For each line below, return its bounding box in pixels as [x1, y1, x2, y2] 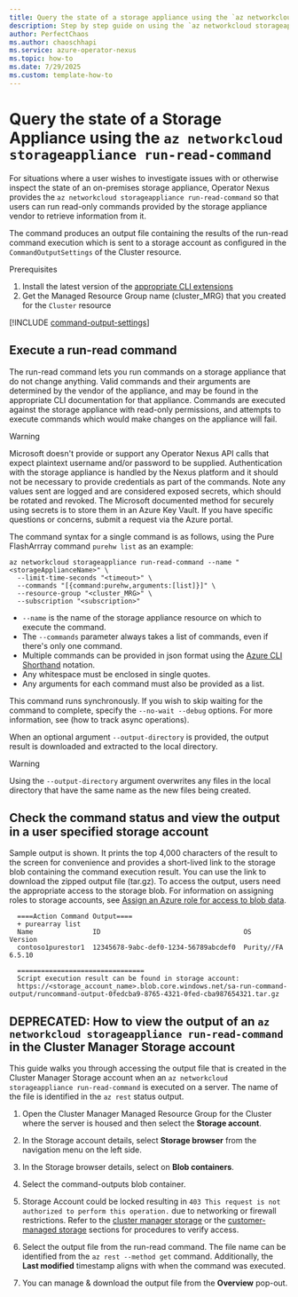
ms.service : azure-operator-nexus [9, 46, 137, 55]
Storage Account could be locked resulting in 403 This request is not [21, 1196, 281, 1207]
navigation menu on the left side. [21, 1144, 142, 1155]
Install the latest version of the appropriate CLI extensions [21, 281, 233, 291]
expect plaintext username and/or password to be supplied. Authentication [9, 457, 283, 468]
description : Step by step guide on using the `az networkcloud [9, 21, 252, 30]
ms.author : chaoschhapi [9, 37, 98, 47]
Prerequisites [9, 264, 58, 274]
